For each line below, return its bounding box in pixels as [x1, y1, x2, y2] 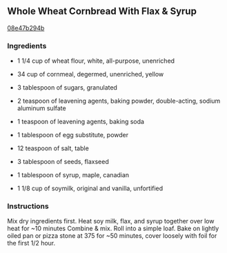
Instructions [7, 201, 50, 211]
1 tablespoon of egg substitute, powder [17, 131, 129, 139]
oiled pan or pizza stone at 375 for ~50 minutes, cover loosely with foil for [7, 232, 217, 240]
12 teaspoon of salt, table [17, 144, 90, 152]
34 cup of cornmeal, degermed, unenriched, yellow [17, 70, 164, 79]
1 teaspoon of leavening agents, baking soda [17, 117, 145, 126]
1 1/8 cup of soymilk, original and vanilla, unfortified [17, 184, 164, 192]
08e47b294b [7, 23, 45, 32]
